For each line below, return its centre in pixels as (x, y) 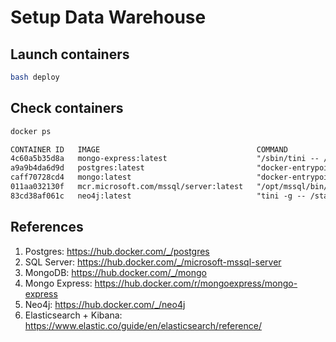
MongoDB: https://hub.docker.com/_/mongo (115, 272)
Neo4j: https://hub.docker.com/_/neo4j (105, 304)
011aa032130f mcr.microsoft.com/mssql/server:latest (127, 187)
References (47, 227)
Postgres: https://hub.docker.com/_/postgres (117, 251)
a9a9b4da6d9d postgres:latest (77, 168)
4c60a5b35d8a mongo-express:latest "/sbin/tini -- (165, 159)
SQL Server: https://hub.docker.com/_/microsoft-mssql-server (153, 262)
